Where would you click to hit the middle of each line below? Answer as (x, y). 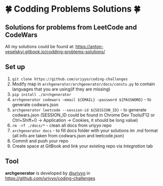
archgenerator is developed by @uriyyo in (48, 173)
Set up (15, 67)
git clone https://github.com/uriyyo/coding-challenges (70, 79)
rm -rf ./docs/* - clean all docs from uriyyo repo (62, 125)
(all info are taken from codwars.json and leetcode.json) (68, 135)
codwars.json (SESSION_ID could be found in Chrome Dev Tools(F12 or (83, 115)
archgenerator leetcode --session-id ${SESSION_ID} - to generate (79, 110)
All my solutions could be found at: (40, 46)
